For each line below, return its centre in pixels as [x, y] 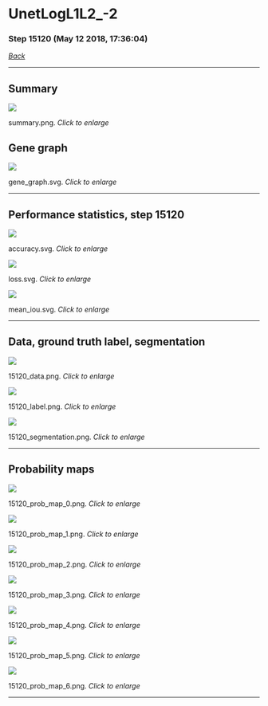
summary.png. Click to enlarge [59, 123]
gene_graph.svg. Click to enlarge [63, 182]
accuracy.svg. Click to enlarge [58, 249]
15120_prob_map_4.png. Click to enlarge [75, 625]
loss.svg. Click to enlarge [50, 279]
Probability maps [51, 470]
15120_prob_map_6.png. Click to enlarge [75, 685]
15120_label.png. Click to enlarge [62, 406]
